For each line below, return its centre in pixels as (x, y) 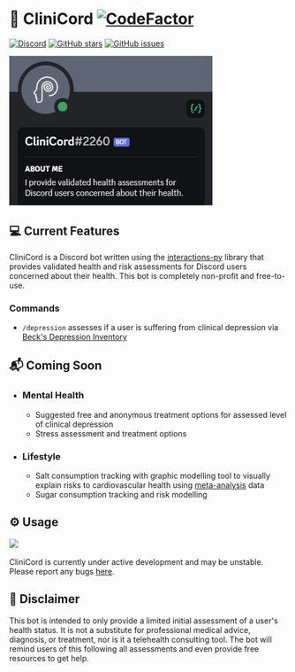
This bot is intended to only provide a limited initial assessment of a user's (144, 621)
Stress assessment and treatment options (111, 433)
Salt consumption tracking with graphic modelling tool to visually (153, 476)
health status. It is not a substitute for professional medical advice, (130, 630)
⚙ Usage (34, 522)
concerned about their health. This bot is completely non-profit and (132, 275)
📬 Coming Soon (56, 366)
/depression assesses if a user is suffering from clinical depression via (150, 328)
